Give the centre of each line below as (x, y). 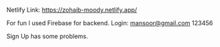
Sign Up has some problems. (47, 36)
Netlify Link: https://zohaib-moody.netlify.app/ (72, 10)
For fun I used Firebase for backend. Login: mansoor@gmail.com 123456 (110, 23)
